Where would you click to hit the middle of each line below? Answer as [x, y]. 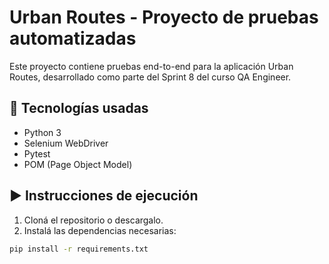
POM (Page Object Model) [78, 164]
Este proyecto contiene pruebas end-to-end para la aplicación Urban [151, 66]
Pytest [37, 153]
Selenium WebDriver [66, 143]
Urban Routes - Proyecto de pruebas [164, 17]
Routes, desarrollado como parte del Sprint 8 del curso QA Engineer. [150, 77]
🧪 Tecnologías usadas [79, 108]
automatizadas [73, 38]
